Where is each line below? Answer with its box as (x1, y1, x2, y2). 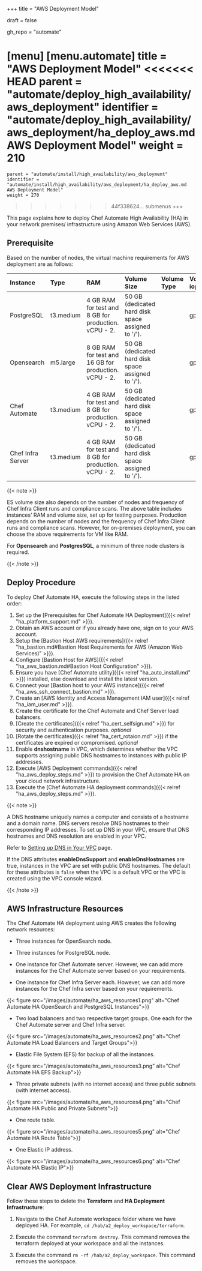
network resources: (7, 926, 55, 933)
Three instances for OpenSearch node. (15, 937, 112, 945)
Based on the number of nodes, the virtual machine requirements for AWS (7, 254, 189, 261)
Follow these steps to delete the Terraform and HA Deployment (7, 1197, 165, 1205)
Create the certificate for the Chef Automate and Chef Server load (15, 707, 179, 714)
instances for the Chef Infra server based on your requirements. (15, 985, 174, 993)
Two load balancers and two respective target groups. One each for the (15, 1015, 192, 1022)
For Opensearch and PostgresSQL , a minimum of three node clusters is (7, 542, 185, 549)
